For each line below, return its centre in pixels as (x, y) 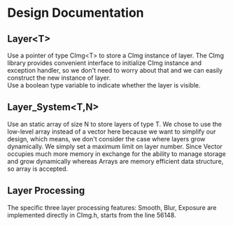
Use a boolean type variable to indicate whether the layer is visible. (104, 85)
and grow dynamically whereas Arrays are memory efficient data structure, (115, 161)
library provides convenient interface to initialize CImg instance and (104, 63)
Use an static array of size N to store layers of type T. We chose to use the (115, 124)
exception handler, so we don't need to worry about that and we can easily (115, 70)
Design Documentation (76, 13)
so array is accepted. (38, 169)
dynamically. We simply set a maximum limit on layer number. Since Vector (115, 146)
